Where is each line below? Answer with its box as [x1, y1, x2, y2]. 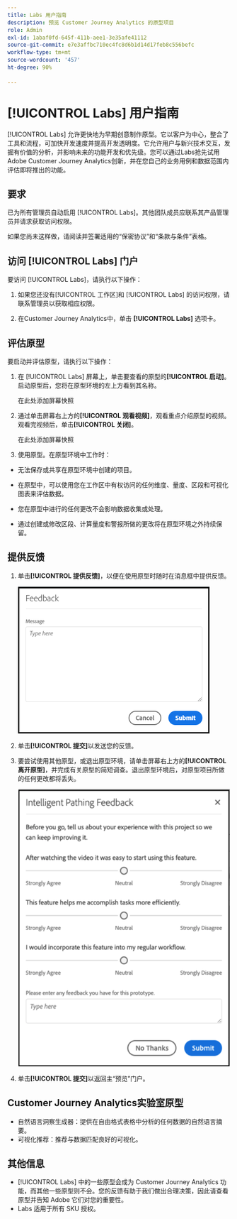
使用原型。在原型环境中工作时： [17, 451, 111, 459]
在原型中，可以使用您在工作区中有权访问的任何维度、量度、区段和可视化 [17, 481, 229, 489]
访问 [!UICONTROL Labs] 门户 [7, 255, 139, 267]
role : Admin [7, 26, 42, 33]
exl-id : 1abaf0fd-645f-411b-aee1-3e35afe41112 [7, 34, 147, 41]
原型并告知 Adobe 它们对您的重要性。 [17, 1196, 128, 1204]
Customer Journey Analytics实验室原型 [7, 1097, 184, 1109]
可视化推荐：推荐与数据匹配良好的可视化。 [17, 1135, 142, 1143]
